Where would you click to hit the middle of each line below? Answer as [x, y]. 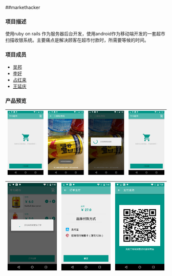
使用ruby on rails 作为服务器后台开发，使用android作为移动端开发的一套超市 [85, 34]
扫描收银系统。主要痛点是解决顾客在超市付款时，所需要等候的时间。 [77, 40]
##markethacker [23, 7]
